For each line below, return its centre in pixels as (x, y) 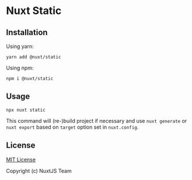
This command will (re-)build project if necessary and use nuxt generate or (97, 120)
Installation (27, 32)
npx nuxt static (26, 110)
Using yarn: (20, 46)
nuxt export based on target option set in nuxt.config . (72, 127)
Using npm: (20, 68)
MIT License (21, 160)
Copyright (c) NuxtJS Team (39, 171)
